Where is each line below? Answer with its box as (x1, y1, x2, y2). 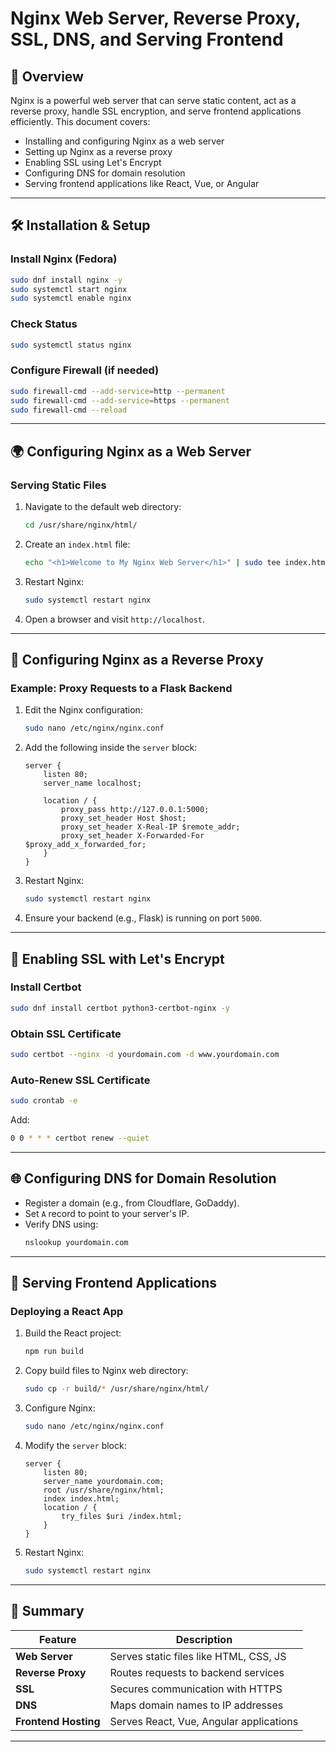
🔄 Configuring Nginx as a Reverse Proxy (10, 652, 264, 669)
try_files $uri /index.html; (61, 1511, 183, 1521)
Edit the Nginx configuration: (24, 704, 143, 716)
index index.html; (43, 1493, 120, 1504)
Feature (39, 1632, 77, 1646)
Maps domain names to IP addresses (109, 1698, 284, 1712)
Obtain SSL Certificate (10, 1027, 122, 1041)
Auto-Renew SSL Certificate (10, 1073, 151, 1087)
